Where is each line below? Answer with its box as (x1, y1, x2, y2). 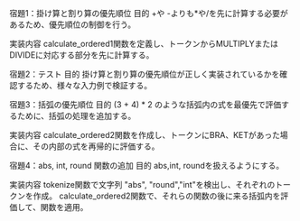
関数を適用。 (40, 202, 89, 212)
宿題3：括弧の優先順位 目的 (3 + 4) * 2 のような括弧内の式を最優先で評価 (9, 99, 282, 110)
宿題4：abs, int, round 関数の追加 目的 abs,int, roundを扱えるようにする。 (9, 161, 285, 170)
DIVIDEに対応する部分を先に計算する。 (9, 50, 155, 60)
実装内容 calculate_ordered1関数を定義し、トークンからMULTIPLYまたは (9, 39, 278, 49)
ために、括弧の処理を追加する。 (16, 111, 136, 121)
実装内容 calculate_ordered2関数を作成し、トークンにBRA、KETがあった (9, 130, 281, 140)
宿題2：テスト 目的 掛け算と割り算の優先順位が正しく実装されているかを (9, 69, 280, 79)
